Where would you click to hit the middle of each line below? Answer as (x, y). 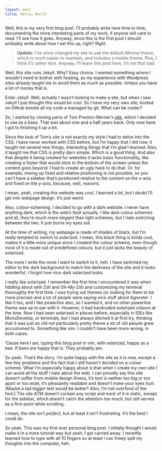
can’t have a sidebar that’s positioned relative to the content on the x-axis (78, 178)
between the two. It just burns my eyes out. (48, 223)
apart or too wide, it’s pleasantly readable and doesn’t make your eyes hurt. (80, 383)
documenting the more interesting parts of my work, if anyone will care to (78, 33)
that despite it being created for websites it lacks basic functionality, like (77, 157)
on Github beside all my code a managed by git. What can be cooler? (74, 108)
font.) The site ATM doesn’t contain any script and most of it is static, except (81, 393)
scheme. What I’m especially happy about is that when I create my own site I (81, 367)
